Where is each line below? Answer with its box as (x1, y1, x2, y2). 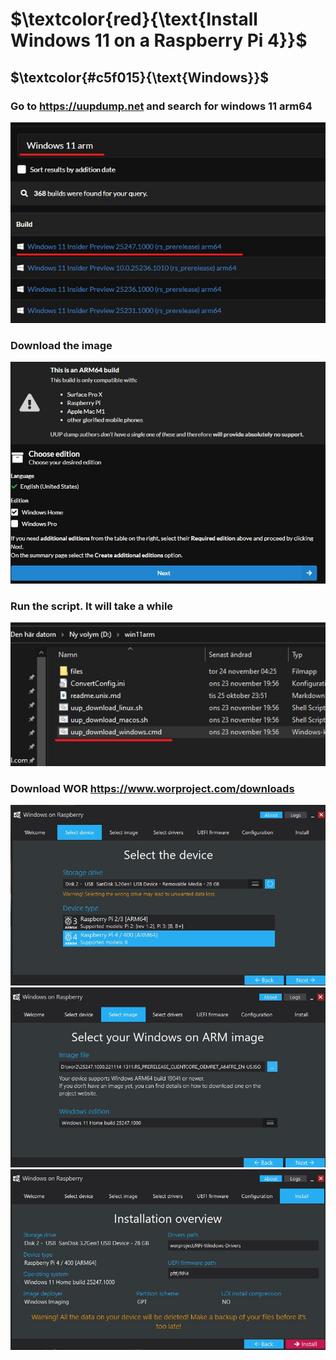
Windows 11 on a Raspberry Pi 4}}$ (10, 29, 308, 52)
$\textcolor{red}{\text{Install (10, 8, 258, 31)
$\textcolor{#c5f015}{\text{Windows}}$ (10, 69, 270, 86)
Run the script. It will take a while (10, 599, 174, 613)
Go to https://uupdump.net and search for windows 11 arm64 (10, 99, 313, 113)
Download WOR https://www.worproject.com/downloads (10, 781, 295, 795)
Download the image (10, 338, 113, 352)
